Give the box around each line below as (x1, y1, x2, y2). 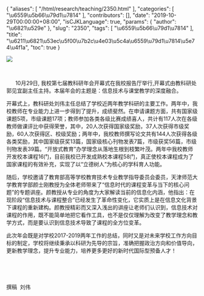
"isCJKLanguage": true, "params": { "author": (63, 18, 177, 25)
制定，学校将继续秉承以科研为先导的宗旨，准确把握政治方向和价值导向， (16, 240, 198, 246)
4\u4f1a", (6, 44, 29, 51)
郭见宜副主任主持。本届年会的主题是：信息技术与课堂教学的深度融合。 (6, 87, 182, 94)
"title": (6, 31, 22, 38)
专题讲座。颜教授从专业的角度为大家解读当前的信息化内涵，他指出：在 (19, 189, 195, 196)
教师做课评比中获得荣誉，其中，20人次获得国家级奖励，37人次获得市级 (6, 123, 184, 130)
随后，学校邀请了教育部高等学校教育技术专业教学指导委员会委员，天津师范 (6, 173, 192, 181)
